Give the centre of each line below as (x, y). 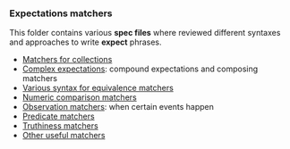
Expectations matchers (61, 13)
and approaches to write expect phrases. (86, 42)
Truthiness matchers (60, 126)
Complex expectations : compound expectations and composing (140, 69)
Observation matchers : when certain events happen (118, 107)
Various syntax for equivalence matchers (98, 88)
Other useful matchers (64, 136)
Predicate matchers (59, 116)
